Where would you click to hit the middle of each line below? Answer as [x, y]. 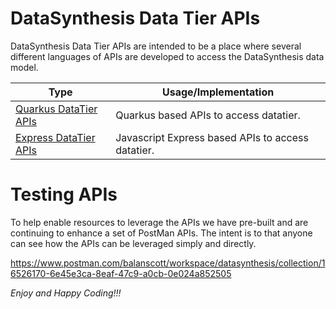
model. [24, 67]
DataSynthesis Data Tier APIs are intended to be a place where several [156, 46]
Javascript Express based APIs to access [212, 137]
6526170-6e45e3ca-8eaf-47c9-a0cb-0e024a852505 [121, 273]
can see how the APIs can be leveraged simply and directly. [133, 243]
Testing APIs [64, 194]
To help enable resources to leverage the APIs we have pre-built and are [159, 222]
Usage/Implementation [218, 92]
